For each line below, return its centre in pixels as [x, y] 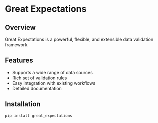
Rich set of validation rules [40, 78]
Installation [23, 104]
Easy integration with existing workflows [54, 83]
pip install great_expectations [39, 116]
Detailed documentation [37, 88]
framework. [17, 45]
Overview [21, 28]
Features [19, 61]
